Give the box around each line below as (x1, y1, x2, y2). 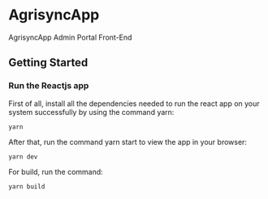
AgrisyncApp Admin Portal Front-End (8, 32, 132, 42)
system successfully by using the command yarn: (8, 107, 175, 116)
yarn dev (8, 152, 38, 161)
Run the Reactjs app (8, 80, 89, 91)
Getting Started (8, 56, 89, 70)
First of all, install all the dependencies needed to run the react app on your (8, 99, 260, 108)
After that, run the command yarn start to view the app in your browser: (8, 137, 248, 146)
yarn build (8, 182, 45, 191)
